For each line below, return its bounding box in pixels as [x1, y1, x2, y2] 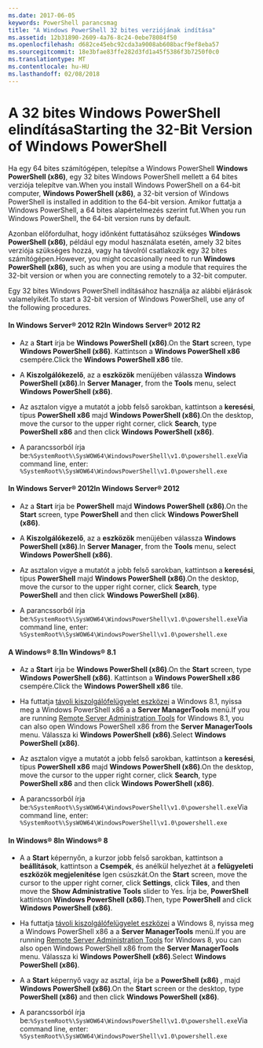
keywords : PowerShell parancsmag [8, 19, 118, 27]
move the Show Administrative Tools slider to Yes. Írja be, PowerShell [19, 887, 249, 896]
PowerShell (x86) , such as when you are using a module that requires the [8, 262, 247, 271]
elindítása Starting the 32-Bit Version [8, 120, 253, 138]
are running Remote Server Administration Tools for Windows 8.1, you [19, 714, 244, 723]
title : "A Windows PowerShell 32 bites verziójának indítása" [8, 26, 216, 34]
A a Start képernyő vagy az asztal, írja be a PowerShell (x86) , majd [19, 976, 241, 985]
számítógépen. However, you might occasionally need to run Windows [8, 253, 236, 264]
